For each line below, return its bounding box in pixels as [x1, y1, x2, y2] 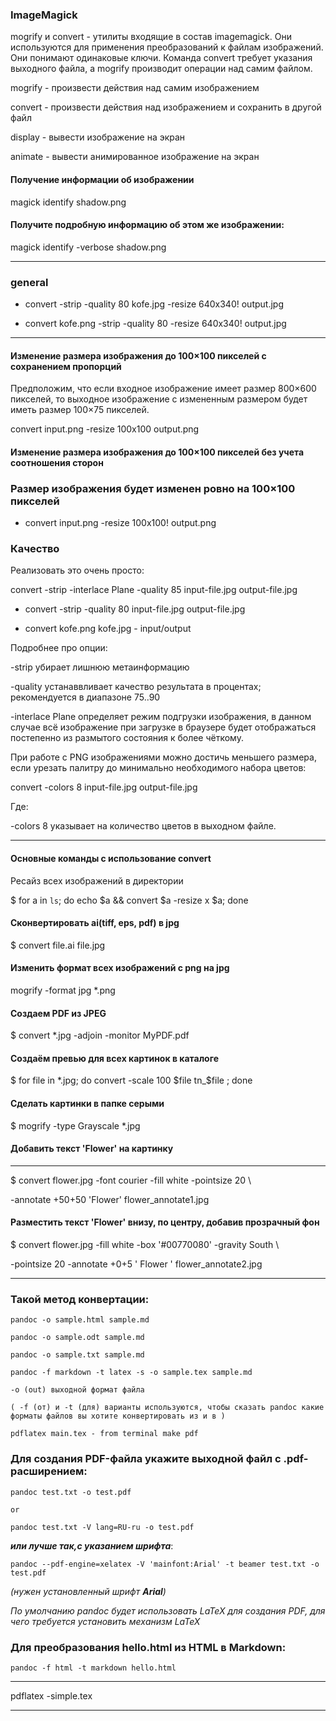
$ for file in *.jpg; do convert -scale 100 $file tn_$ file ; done [10, 1074, 253, 1087]
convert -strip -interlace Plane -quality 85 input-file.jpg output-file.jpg [10, 584, 298, 596]
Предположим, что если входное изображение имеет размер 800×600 [10, 383, 317, 395]
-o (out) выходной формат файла [10, 1385, 145, 1395]
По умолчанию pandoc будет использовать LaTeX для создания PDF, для [10, 1604, 326, 1617]
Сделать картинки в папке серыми [10, 1098, 165, 1109]
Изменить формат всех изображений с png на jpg [10, 962, 230, 974]
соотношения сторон [10, 456, 104, 468]
